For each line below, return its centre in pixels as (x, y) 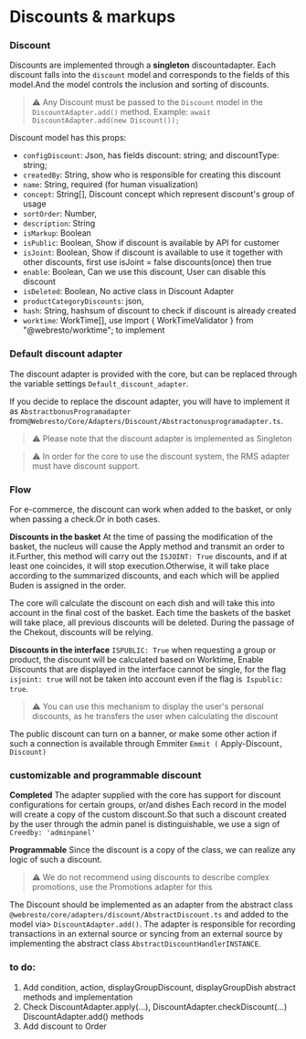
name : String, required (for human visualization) (111, 185)
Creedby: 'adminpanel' (53, 833)
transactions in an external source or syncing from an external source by (146, 934)
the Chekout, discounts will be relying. (81, 632)
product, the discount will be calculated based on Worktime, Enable (137, 660)
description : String (59, 223)
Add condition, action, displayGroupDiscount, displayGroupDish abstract (159, 987)
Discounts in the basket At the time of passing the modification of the (142, 537)
